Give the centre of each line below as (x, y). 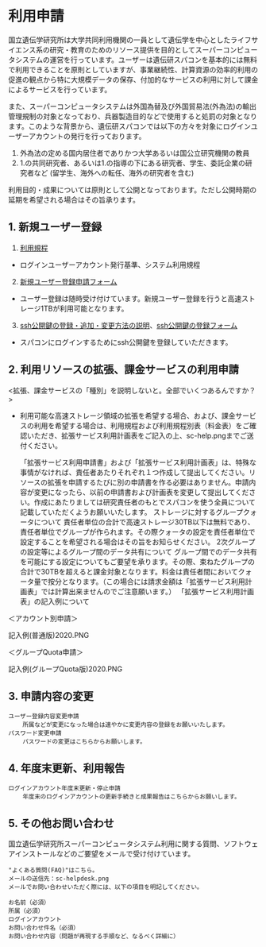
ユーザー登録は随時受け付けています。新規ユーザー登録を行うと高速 (131, 298)
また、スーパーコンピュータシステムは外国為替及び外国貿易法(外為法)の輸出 (132, 106)
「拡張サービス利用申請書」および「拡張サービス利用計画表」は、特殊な (138, 462)
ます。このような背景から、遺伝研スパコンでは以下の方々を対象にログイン (130, 126)
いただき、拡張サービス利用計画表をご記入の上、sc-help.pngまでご (137, 435)
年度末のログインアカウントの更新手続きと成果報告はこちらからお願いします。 (131, 797)
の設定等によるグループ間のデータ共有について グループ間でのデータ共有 (139, 551)
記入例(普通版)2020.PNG (49, 635)
